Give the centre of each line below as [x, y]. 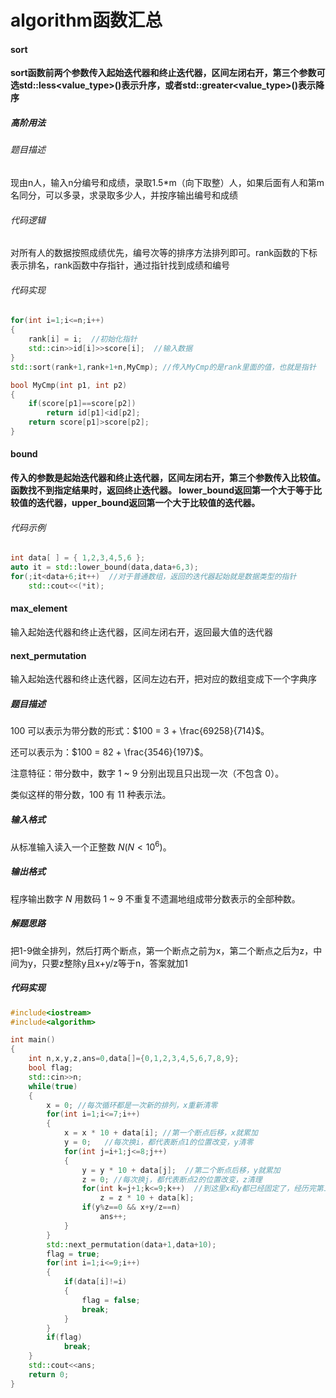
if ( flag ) [64, 1337]
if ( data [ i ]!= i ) [95, 1282]
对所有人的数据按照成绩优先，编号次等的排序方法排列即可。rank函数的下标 [164, 253]
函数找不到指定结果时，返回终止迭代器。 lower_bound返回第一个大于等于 [162, 490]
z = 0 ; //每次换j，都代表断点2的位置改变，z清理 [172, 1179]
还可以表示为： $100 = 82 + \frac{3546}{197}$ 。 [109, 752]
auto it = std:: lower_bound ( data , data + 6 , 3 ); [104, 567]
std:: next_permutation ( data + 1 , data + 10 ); [131, 1244]
